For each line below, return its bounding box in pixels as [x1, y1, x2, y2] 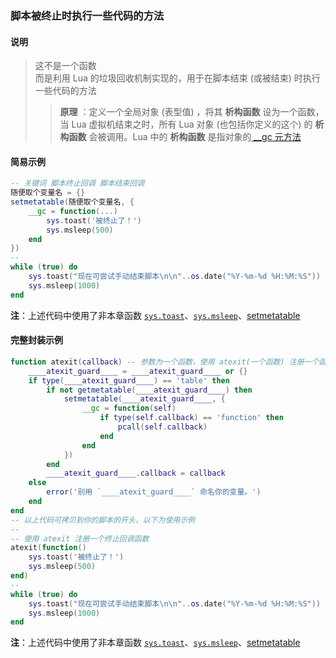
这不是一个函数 [34, 60, 97, 72]
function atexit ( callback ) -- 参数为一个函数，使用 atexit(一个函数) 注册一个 [10, 357, 320, 367]
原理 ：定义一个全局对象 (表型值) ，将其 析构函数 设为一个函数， [59, 106, 325, 118]
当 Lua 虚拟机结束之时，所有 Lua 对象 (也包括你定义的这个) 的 [59, 118, 313, 131]
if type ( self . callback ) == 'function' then [99, 413, 284, 423]
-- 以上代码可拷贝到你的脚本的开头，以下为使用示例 [10, 515, 195, 525]
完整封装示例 [10, 334, 63, 346]
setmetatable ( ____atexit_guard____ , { [63, 394, 226, 404]
